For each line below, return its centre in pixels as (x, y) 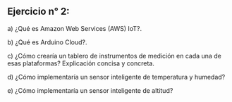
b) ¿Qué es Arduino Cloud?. (47, 42)
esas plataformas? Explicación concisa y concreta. (81, 63)
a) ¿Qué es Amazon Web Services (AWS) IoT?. (75, 28)
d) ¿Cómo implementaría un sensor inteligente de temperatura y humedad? (116, 77)
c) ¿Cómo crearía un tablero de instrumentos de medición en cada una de (115, 56)
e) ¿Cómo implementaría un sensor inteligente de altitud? (90, 90)
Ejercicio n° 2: (38, 12)
